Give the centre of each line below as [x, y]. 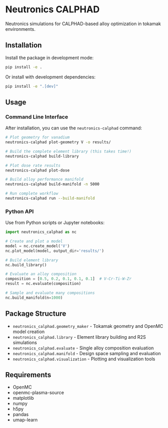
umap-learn [25, 420]
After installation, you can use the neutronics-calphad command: [74, 128]
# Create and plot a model [34, 241]
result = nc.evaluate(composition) [43, 284]
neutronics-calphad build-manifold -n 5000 [52, 184]
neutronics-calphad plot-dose [38, 170]
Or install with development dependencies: [50, 77]
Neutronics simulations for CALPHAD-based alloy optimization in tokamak [83, 24]
